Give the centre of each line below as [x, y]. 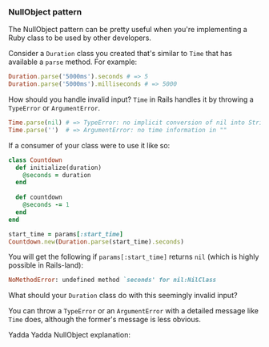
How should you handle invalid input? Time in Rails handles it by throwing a [131, 99]
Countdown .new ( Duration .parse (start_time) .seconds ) [96, 242]
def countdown [39, 198]
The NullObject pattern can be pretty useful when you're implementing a [128, 30]
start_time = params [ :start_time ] [66, 234]
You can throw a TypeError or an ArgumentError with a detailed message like [133, 311]
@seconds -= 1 [46, 205]
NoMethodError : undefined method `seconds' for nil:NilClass [112, 280]
